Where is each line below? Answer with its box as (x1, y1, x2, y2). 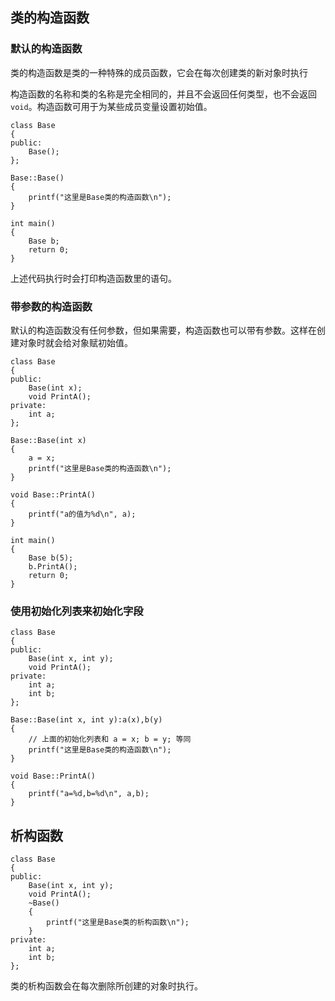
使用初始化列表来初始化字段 (10, 604, 144, 618)
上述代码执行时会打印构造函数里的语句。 (10, 272, 177, 284)
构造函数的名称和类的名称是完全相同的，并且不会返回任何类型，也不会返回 (10, 88, 317, 100)
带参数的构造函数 (10, 299, 93, 313)
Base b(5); (28, 553, 74, 563)
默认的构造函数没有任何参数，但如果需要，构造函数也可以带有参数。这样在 (10, 324, 317, 336)
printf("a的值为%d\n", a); (28, 509, 137, 519)
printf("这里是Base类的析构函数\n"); (46, 918, 190, 928)
